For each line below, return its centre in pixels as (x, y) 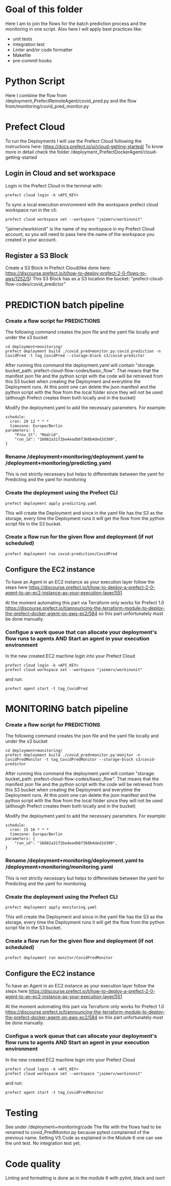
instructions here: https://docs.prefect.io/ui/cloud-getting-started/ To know (84, 146)
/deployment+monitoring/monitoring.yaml (59, 867)
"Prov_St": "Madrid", (37, 435)
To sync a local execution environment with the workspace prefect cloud (82, 204)
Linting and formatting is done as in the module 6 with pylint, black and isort (85, 1178)
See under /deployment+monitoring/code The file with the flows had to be (83, 1127)
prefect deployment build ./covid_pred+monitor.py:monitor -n (73, 755)
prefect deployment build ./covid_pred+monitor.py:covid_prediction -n (83, 351)
